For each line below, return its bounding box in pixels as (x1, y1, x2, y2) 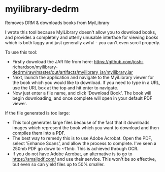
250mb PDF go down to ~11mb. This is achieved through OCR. (12, 145, 139, 151)
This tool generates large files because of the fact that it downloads (12, 119, 150, 125)
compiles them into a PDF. (12, 130, 66, 136)
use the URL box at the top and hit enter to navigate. (12, 85, 118, 90)
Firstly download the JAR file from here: (12, 58, 93, 64)
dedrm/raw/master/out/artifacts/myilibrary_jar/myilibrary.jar (12, 69, 133, 75)
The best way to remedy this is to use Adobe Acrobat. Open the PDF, (12, 135, 153, 141)
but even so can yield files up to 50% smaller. (12, 161, 105, 167)
